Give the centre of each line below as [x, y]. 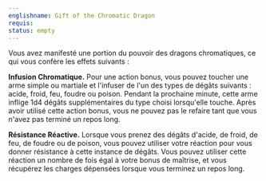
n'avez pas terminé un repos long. [65, 120]
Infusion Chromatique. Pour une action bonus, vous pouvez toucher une [129, 77]
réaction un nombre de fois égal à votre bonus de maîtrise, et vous [118, 160]
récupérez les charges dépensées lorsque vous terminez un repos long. [127, 169]
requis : [21, 23]
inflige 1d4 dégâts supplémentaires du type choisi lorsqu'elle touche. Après [132, 102]
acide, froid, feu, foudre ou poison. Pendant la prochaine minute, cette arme [133, 94]
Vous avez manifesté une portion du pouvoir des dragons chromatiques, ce [132, 53]
